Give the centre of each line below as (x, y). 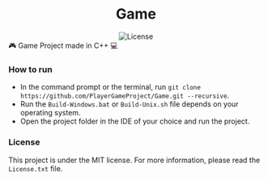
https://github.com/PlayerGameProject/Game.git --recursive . (124, 96)
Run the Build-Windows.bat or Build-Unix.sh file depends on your (129, 104)
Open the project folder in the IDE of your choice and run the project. (135, 121)
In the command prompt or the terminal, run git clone (110, 87)
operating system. (50, 113)
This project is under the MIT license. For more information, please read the (134, 160)
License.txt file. (36, 168)
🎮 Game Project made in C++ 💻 (63, 45)
